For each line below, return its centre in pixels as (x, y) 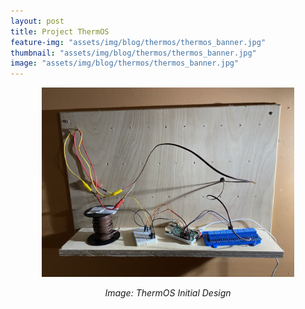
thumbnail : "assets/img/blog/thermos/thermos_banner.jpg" (133, 53)
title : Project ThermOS (60, 31)
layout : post (37, 21)
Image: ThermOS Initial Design (168, 292)
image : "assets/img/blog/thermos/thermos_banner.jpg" (125, 63)
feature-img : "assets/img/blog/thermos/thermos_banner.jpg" (138, 42)
